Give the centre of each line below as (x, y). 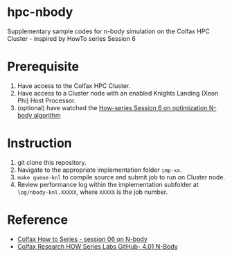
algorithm (47, 115)
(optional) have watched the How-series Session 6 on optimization (112, 107)
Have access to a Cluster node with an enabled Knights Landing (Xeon (118, 93)
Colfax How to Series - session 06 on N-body (82, 239)
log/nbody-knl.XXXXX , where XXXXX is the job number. (92, 192)
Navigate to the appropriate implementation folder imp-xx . (99, 170)
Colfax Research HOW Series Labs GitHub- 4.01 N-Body (97, 246)
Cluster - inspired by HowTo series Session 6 (72, 38)
